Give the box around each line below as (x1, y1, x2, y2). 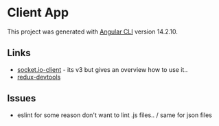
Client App (7, 5, 69, 21)
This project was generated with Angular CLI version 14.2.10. (7, 27, 178, 36)
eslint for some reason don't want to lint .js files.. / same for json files (16, 111, 213, 119)
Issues (7, 92, 36, 104)
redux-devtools (16, 73, 61, 81)
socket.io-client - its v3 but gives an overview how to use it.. (16, 65, 188, 73)
